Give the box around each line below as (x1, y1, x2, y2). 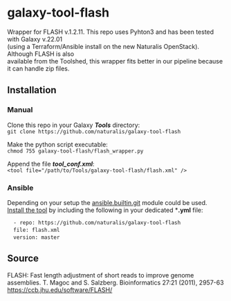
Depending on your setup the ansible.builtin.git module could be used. (7, 198, 207, 206)
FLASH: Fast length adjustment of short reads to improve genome (7, 271, 194, 279)
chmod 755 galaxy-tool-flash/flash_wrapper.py (7, 147, 144, 155)
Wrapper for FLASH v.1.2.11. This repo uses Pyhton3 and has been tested (7, 28, 214, 36)
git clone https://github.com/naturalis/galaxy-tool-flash (7, 128, 181, 135)
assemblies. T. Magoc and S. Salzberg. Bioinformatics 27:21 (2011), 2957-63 (7, 278, 224, 287)
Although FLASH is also (7, 50, 75, 58)
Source (7, 253, 39, 264)
